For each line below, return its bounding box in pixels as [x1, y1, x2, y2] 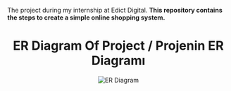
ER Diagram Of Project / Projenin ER [13, 38, 224, 54]
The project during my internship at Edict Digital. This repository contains [7, 6, 223, 14]
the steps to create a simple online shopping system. [7, 13, 166, 22]
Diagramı [91, 52, 146, 69]
